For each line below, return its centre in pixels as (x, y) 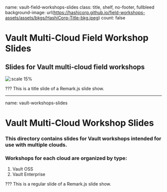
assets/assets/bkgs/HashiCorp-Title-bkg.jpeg (52, 18)
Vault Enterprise (29, 175)
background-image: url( (30, 12)
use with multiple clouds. (36, 145)
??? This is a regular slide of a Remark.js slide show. (58, 184)
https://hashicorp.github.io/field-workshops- (100, 12)
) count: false (112, 18)
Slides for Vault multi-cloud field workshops (75, 67)
